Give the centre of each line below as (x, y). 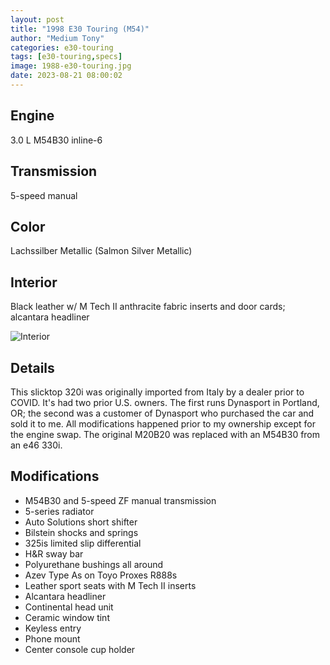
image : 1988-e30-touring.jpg (71, 66)
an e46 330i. (36, 445)
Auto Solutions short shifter (81, 522)
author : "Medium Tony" (57, 38)
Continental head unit (69, 607)
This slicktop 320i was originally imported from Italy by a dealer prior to (157, 392)
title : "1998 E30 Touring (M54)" (80, 29)
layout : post (37, 19)
